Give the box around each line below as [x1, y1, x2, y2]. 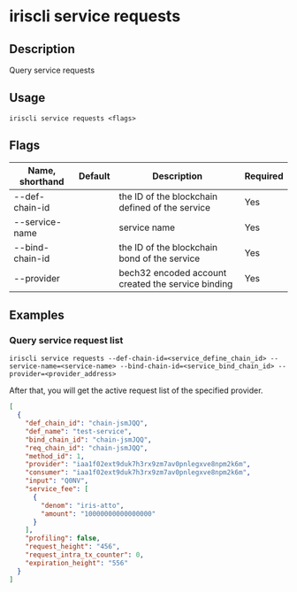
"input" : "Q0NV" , [25, 476, 89, 486]
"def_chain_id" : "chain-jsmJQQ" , [25, 419, 148, 428]
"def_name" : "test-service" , [25, 427, 133, 435]
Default [78, 170, 110, 182]
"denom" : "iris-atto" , [41, 501, 125, 510]
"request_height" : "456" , [25, 542, 121, 551]
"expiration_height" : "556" [25, 558, 128, 567]
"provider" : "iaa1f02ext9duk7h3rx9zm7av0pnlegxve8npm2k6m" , [25, 460, 251, 469]
